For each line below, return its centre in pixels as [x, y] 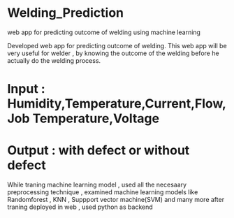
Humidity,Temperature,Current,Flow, [117, 104]
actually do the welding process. [54, 60]
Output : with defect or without [98, 151]
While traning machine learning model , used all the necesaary [97, 185]
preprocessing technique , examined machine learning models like [103, 192]
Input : [26, 89]
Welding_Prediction [66, 13]
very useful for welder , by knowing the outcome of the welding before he [113, 53]
